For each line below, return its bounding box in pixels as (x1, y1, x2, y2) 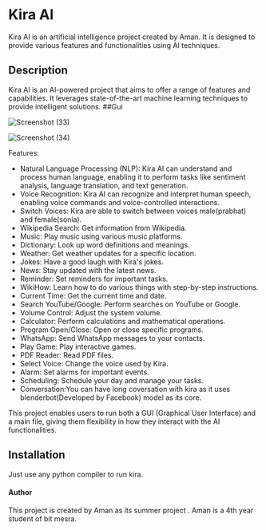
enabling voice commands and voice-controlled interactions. (19, 197, 220, 207)
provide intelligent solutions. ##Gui (8, 101, 123, 111)
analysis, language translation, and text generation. (19, 180, 189, 190)
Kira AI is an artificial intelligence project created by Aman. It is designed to (8, 32, 256, 42)
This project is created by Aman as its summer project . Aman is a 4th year (8, 505, 254, 515)
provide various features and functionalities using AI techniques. (8, 40, 220, 49)
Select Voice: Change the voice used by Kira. (19, 358, 169, 368)
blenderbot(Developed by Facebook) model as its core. (19, 393, 202, 402)
